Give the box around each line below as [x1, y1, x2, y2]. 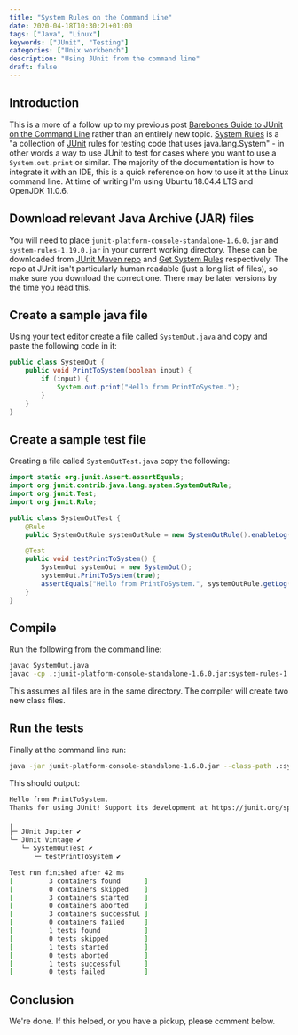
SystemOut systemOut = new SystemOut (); [41, 563, 192, 572]
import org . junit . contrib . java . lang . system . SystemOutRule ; [9, 481, 232, 490]
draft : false [9, 63, 58, 72]
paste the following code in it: [9, 341, 117, 351]
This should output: [9, 777, 80, 788]
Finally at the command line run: [9, 744, 127, 755]
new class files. [9, 695, 67, 706]
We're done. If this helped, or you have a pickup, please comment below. [9, 1015, 276, 1027]
